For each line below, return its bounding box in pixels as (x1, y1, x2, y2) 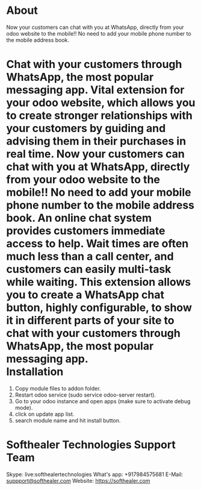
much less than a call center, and (6, 250, 174, 263)
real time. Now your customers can (6, 147, 185, 161)
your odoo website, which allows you (6, 96, 196, 110)
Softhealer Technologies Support (6, 438, 176, 452)
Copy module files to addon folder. (14, 385, 101, 392)
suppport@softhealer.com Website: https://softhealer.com (6, 477, 150, 484)
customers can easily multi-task (6, 263, 172, 276)
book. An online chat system (6, 212, 152, 225)
